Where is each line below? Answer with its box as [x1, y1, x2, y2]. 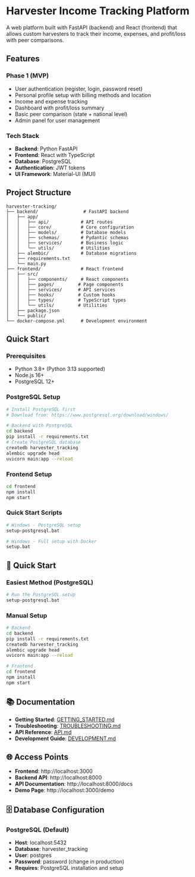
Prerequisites [6, 352, 46, 361]
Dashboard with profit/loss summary [14, 104, 105, 111]
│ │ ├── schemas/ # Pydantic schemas [6, 234, 129, 240]
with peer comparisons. [6, 36, 64, 43]
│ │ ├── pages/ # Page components [6, 281, 124, 287]
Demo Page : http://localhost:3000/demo [14, 787, 115, 794]
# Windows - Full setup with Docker [6, 538, 97, 544]
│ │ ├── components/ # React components [6, 276, 129, 282]
